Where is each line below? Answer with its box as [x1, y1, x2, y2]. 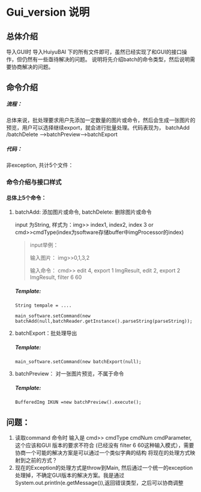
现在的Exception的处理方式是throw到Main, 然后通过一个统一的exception [14, 464, 193, 472]
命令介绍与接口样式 [6, 178, 62, 187]
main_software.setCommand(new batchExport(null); [14, 359, 142, 365]
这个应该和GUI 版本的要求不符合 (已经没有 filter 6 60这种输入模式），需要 [14, 442, 194, 449]
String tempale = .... [14, 302, 72, 309]
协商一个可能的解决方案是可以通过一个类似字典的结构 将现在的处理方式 [14, 449, 190, 457]
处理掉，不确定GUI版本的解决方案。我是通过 [14, 472, 125, 479]
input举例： [29, 241, 59, 249]
